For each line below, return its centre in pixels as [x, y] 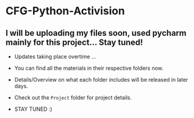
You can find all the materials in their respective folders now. [89, 68]
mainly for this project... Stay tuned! [74, 42]
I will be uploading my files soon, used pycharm [96, 33]
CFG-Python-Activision [65, 11]
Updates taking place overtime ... [55, 57]
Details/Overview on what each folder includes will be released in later [101, 80]
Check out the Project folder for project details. [73, 97]
